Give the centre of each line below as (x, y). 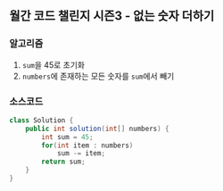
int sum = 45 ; (67, 137)
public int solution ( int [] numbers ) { (97, 129)
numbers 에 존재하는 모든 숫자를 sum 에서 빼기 (98, 76)
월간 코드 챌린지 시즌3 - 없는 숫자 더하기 (112, 16)
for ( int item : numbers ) (87, 145)
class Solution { (41, 120)
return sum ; (64, 162)
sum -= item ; (81, 154)
